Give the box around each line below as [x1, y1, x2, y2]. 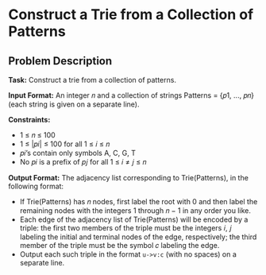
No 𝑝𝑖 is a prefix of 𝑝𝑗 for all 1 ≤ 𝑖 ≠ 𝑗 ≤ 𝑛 [19, 157, 147, 166]
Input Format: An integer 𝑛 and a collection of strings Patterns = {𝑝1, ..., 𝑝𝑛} [8, 91, 254, 100]
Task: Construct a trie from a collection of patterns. [8, 76, 177, 84]
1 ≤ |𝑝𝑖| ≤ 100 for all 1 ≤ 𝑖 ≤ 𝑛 [19, 139, 110, 149]
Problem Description [8, 54, 113, 68]
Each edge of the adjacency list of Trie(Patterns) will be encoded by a [19, 215, 249, 224]
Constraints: [8, 115, 51, 124]
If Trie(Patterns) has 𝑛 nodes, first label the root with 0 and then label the [19, 197, 258, 206]
